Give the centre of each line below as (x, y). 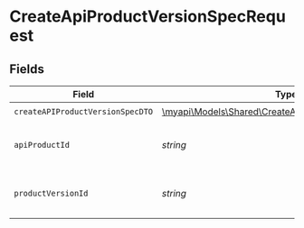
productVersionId (51, 193)
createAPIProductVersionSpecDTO (84, 111)
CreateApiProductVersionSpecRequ (148, 17)
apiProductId (42, 145)
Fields (27, 69)
